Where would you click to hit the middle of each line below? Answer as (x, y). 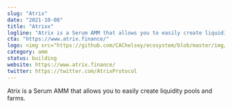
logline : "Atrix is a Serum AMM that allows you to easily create (105, 33)
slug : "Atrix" (28, 13)
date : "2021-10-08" (35, 20)
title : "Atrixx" (30, 26)
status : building (32, 58)
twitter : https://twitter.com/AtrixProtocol (72, 71)
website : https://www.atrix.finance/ (61, 65)
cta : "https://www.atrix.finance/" (58, 39)
